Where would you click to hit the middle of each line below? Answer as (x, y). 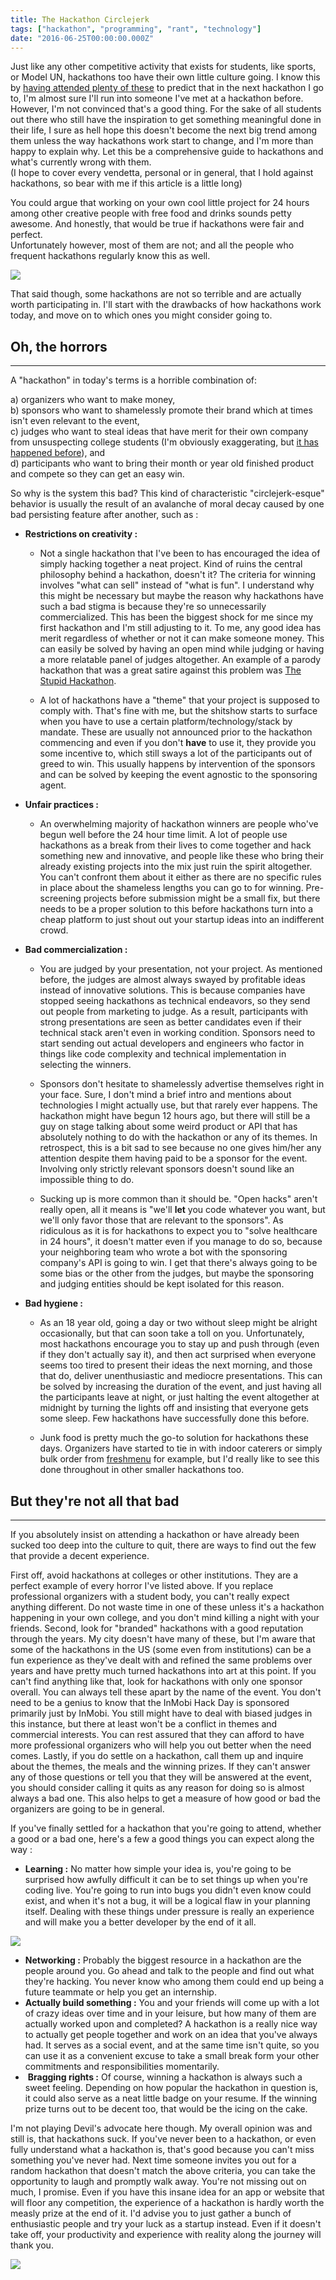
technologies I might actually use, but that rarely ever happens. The (178, 1105)
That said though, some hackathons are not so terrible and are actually (156, 294)
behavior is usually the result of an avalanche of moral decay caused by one (167, 504)
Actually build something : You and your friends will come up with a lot (172, 2002)
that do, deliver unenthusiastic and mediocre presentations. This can (181, 1376)
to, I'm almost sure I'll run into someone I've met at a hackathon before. (157, 98)
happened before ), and (58, 453)
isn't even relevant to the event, (75, 421)
